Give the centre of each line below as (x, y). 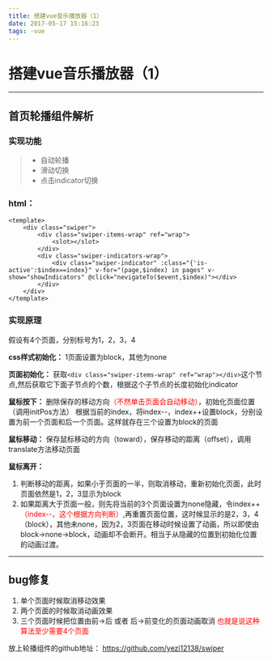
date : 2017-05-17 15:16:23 (54, 23)
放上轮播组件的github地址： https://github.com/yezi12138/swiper (116, 648)
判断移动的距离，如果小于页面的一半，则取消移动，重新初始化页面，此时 (140, 484)
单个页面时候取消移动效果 (63, 601)
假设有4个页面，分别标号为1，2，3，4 (72, 339)
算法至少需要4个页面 (54, 631)
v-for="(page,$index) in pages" (150, 271)
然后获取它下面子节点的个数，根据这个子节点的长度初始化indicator (128, 384)
